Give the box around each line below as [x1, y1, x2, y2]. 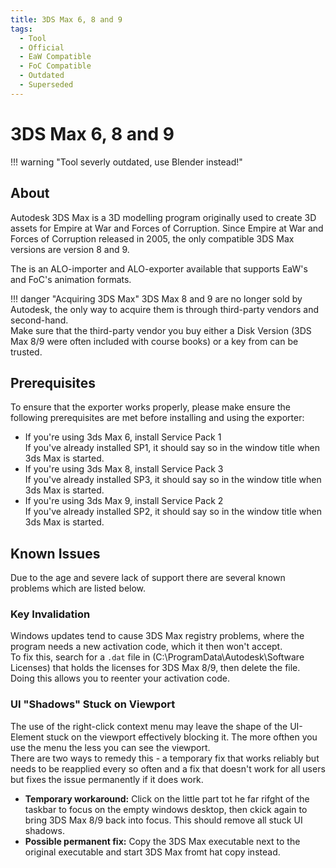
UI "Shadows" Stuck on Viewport [10, 697, 176, 711]
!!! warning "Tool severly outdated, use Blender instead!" [10, 156, 243, 168]
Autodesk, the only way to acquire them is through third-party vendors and [10, 303, 320, 315]
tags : [10, 24, 33, 34]
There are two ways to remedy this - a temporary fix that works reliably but [10, 752, 320, 764]
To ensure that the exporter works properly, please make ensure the [10, 401, 291, 413]
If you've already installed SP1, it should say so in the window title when [24, 442, 321, 454]
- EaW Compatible [19, 52, 92, 62]
